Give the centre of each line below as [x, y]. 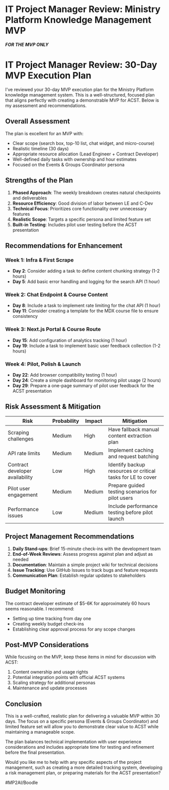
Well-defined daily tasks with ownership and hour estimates [74, 159]
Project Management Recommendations [70, 537]
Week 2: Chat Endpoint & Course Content [57, 295]
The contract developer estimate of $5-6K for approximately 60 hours [78, 603]
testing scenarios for [132, 491]
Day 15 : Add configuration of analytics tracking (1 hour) [70, 340]
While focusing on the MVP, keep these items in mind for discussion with [81, 657]
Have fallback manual [134, 429]
